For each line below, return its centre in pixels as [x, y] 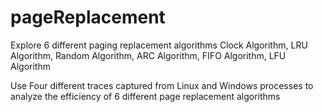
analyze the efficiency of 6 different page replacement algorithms [145, 96]
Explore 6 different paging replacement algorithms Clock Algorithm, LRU [159, 45]
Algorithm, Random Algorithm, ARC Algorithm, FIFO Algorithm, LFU [148, 55]
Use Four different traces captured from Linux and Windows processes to [162, 85]
